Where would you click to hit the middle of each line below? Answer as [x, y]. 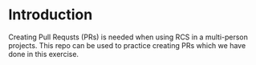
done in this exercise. [43, 54]
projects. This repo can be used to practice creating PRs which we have [127, 45]
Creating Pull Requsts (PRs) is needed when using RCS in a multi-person [128, 37]
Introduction [51, 15]
